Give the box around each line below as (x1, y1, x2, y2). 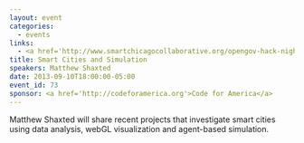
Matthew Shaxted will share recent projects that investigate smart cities (9, 114, 276, 125)
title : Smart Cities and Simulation (9, 55, 147, 64)
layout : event (9, 13, 63, 23)
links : (9, 38, 34, 48)
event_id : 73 (9, 81, 59, 90)
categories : (9, 22, 54, 31)
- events (17, 30, 51, 39)
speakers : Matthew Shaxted (9, 64, 111, 73)
